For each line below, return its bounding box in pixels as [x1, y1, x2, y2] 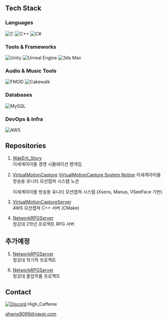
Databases [5, 91, 32, 98]
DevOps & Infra [5, 116, 44, 123]
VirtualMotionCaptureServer [12, 199, 72, 205]
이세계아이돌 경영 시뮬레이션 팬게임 [12, 161, 82, 167]
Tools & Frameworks [5, 43, 57, 50]
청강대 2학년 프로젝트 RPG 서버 [12, 221, 75, 227]
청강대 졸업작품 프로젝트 [12, 273, 61, 279]
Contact [5, 288, 31, 296]
